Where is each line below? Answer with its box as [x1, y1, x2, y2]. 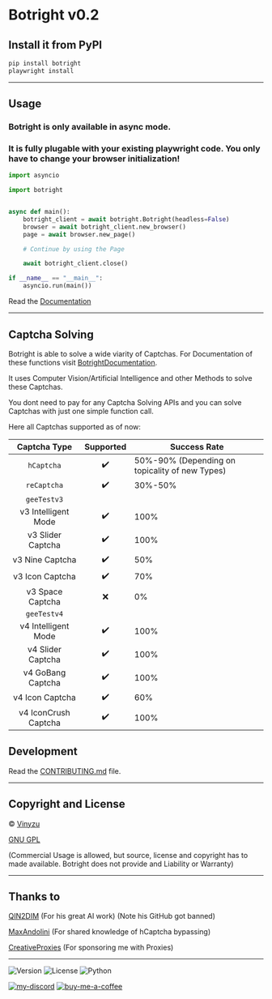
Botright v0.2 [8, 6, 100, 24]
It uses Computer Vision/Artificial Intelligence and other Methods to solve [8, 373, 253, 382]
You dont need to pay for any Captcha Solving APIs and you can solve [8, 397, 242, 407]
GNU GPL [8, 835, 40, 844]
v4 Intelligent [19, 620, 70, 631]
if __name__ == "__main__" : [8, 274, 104, 283]
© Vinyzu [8, 818, 40, 828]
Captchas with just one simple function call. [8, 406, 154, 416]
